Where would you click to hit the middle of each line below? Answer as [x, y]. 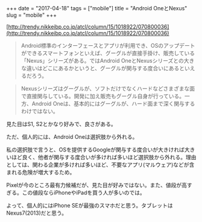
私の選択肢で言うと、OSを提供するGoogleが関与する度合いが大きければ [96, 150]
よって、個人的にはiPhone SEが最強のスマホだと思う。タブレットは [90, 205]
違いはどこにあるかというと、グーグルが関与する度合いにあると [106, 68]
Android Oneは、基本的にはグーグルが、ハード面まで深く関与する [113, 103]
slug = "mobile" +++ [32, 15]
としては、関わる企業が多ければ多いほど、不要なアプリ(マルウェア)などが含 [100, 165]
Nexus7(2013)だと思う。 [37, 213]
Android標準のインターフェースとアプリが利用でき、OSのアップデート [108, 46]
